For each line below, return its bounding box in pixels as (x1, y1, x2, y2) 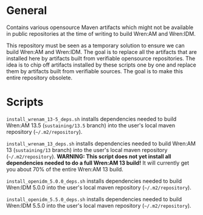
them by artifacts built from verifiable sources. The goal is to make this (6, 67, 184, 74)
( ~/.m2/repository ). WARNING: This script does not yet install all (6, 153, 171, 160)
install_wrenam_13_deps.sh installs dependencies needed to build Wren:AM (6, 140, 196, 147)
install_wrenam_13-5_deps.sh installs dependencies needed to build (6, 115, 177, 122)
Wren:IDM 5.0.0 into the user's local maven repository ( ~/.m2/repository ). (6, 184, 191, 191)
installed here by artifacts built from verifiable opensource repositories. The (6, 55, 196, 62)
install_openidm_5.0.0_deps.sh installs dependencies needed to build (6, 177, 182, 185)
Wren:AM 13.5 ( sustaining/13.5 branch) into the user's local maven (6, 122, 175, 129)
